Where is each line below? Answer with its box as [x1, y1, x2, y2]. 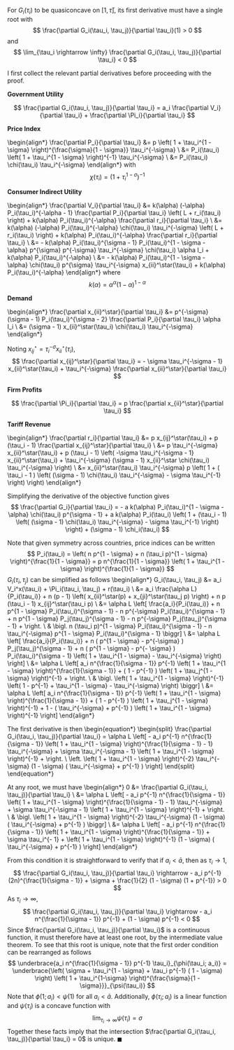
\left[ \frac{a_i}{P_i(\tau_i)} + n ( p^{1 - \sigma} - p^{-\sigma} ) [7, 637, 184, 645]
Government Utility [7, 90, 64, 98]
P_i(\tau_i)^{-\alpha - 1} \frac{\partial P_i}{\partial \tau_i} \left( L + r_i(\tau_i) [7, 209, 221, 217]
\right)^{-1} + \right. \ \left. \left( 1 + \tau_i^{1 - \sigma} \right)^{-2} [7, 754, 194, 763]
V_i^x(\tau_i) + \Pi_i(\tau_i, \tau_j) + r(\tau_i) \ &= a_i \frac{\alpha [7, 585, 190, 593]
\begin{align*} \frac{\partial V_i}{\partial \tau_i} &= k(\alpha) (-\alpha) [7, 201, 205, 209]
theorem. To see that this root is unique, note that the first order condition [7, 940, 219, 948]
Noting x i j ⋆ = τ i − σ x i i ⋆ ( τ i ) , [7, 343, 75, 354]
